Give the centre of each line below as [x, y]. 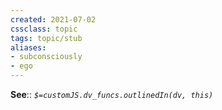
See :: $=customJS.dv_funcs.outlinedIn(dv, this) [112, 94]
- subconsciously [46, 57]
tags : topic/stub [46, 38]
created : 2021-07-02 [53, 19]
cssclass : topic [44, 29]
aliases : [28, 47]
